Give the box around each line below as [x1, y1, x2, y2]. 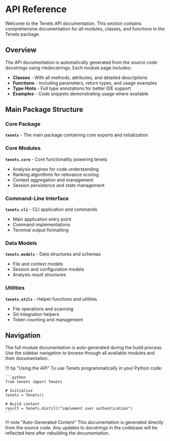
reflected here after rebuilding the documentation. [5, 430, 110, 436]
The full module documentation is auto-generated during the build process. [5, 345, 163, 351]
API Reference [5, 4, 67, 15]
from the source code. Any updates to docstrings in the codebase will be [5, 425, 158, 431]
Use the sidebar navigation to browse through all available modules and [5, 350, 155, 356]
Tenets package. [5, 31, 41, 37]
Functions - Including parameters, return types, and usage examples [12, 80, 157, 86]
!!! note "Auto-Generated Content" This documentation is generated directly [5, 419, 164, 425]
